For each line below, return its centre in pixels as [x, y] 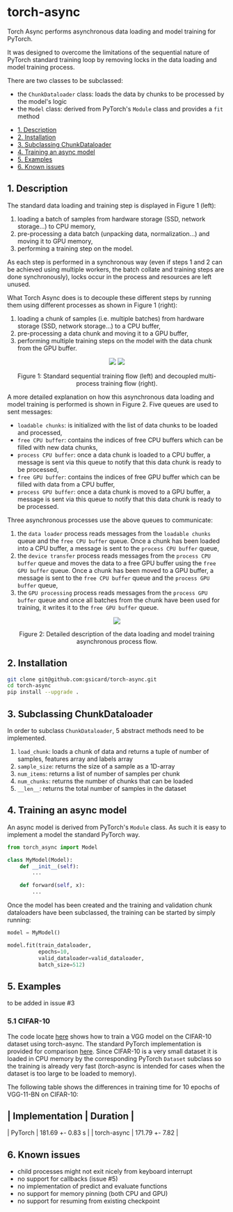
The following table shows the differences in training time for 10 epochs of [114, 1087]
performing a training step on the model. [75, 249]
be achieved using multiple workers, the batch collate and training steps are [116, 269]
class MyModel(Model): [40, 860]
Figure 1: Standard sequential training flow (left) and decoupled [107, 376]
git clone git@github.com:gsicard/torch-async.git [82, 679]
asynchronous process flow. [117, 641]
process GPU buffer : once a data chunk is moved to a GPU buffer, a [114, 491]
